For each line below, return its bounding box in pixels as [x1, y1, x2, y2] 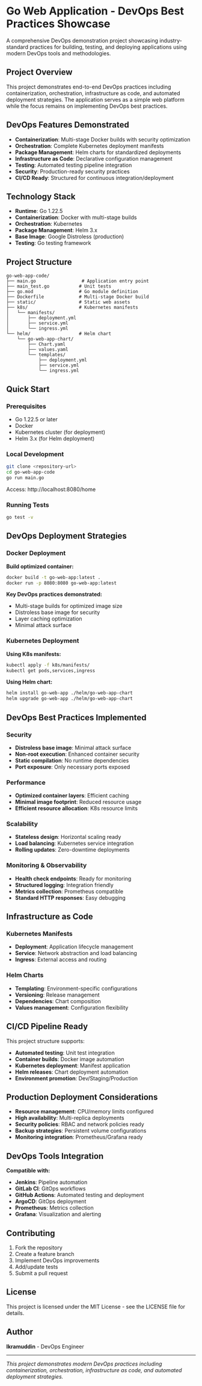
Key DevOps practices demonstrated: [6, 591, 102, 598]
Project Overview [6, 67, 73, 78]
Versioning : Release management [14, 991, 100, 998]
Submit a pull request [14, 1270, 68, 1277]
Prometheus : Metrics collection [14, 1204, 94, 1211]
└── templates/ [28, 352, 66, 358]
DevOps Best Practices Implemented [6, 712, 147, 723]
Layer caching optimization [14, 615, 82, 622]
